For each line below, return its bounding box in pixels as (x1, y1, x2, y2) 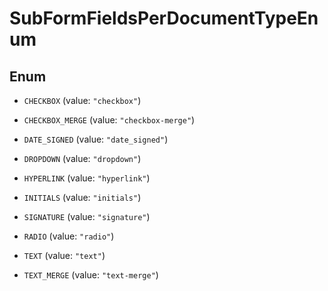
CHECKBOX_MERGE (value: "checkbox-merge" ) (23, 114, 196, 126)
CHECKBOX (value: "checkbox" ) (23, 95, 142, 106)
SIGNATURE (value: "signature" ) (23, 211, 151, 222)
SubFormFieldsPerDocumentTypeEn (9, 7, 319, 30)
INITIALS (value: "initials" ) (23, 192, 142, 203)
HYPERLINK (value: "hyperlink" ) (23, 172, 151, 184)
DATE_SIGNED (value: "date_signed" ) (23, 133, 169, 145)
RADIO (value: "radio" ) (23, 230, 115, 242)
